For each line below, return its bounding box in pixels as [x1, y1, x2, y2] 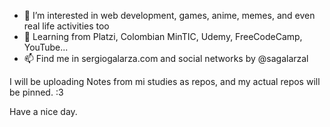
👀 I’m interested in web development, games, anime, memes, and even [23, 10, 316, 21]
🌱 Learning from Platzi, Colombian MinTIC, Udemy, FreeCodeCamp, [23, 31, 303, 42]
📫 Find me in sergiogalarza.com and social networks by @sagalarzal [23, 53, 309, 64]
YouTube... [23, 41, 69, 53]
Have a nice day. [9, 106, 78, 117]
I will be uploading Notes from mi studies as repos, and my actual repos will [9, 76, 321, 87]
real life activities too [23, 20, 110, 32]
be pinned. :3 [9, 86, 64, 98]
